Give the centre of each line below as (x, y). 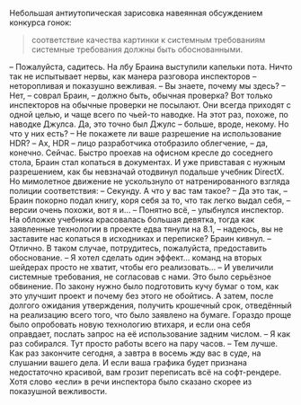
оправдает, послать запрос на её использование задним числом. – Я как (150, 334)
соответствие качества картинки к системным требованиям (148, 40)
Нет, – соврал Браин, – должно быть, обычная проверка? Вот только (141, 95)
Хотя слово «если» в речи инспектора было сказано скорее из (131, 382)
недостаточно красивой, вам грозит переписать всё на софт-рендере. (146, 372)
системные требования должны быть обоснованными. (137, 49)
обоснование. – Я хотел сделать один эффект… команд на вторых (136, 258)
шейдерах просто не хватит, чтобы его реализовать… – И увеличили (142, 267)
